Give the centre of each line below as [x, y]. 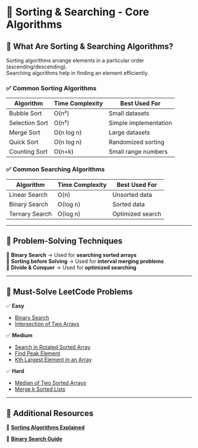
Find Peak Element [37, 354]
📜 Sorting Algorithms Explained [45, 427]
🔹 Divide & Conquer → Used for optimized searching [71, 268]
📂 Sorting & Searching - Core [78, 12]
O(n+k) [64, 151]
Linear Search [29, 195]
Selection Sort [29, 123]
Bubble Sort [26, 113]
